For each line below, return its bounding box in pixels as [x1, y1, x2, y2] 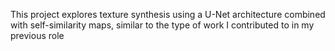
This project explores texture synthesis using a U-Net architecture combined [10, 9, 326, 20]
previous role [10, 30, 65, 41]
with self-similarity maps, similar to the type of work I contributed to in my [10, 19, 315, 31]
